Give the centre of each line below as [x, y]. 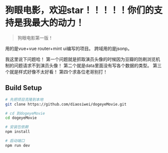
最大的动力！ [58, 23]
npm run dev [18, 145]
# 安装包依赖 [17, 127]
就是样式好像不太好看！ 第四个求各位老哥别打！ [58, 71]
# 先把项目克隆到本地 [24, 99]
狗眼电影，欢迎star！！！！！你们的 [79, 10]
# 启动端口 [15, 141]
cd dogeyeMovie [21, 118]
